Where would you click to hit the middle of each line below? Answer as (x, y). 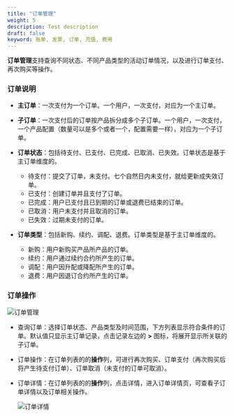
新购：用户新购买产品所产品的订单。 (80, 249)
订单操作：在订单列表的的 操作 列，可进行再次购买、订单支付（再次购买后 (121, 359)
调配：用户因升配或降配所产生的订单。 (83, 267)
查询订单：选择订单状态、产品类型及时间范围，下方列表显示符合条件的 (118, 327)
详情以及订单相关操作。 (57, 391)
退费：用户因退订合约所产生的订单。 (80, 276)
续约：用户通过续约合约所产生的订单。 (83, 258)
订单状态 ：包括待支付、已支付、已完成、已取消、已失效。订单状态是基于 (121, 153)
